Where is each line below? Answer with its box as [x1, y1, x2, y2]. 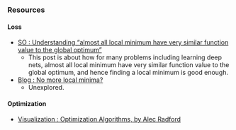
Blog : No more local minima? [17, 76, 103, 84]
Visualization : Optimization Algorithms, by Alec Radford [17, 115, 181, 124]
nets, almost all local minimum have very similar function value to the [28, 61, 230, 69]
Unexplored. [28, 83, 64, 92]
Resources [7, 5, 45, 15]
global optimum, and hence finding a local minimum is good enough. [28, 69, 229, 77]
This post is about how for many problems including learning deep [28, 53, 222, 61]
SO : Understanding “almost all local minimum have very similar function [17, 38, 229, 47]
